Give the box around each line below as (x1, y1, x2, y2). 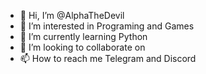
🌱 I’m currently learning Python (19, 31, 148, 42)
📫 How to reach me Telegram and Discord (19, 53, 197, 64)
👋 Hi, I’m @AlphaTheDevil (19, 10, 125, 21)
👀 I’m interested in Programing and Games (19, 20, 195, 32)
